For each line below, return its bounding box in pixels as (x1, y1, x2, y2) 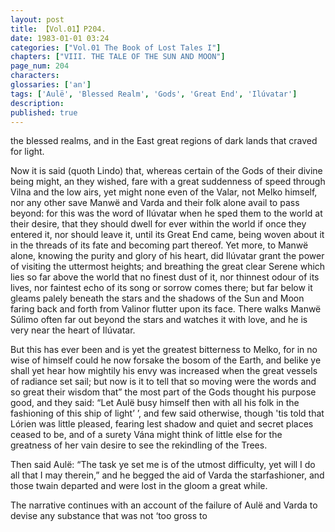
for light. (10, 146, 45, 158)
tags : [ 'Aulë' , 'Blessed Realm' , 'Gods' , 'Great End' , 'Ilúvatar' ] (10, 89, 298, 99)
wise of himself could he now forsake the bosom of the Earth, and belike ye (10, 354, 322, 366)
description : (10, 98, 65, 108)
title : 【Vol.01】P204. (10, 24, 107, 34)
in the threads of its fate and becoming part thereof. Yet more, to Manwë (10, 239, 309, 251)
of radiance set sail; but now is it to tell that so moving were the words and (10, 376, 317, 388)
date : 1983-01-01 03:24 (10, 33, 110, 43)
